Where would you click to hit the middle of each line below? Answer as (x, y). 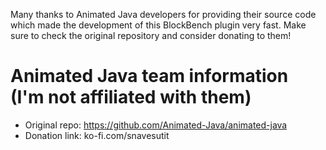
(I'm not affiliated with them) (131, 97)
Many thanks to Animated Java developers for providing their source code (163, 14)
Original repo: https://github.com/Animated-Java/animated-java (156, 125)
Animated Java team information (149, 76)
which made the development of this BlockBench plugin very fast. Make (158, 25)
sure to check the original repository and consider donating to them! (151, 35)
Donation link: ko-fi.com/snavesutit (97, 135)
